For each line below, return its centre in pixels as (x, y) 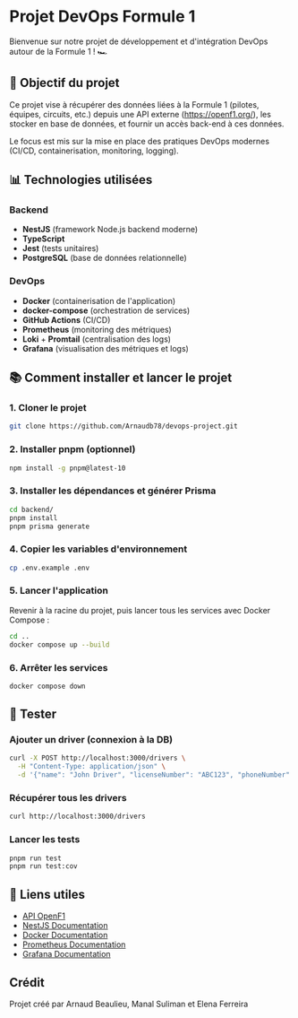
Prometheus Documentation (74, 944)
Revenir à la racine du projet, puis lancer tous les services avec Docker (140, 610)
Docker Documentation (65, 935)
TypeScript (43, 239)
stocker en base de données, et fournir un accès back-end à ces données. (147, 124)
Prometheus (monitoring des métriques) (97, 329)
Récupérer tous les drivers (68, 798)
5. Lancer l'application (59, 591)
